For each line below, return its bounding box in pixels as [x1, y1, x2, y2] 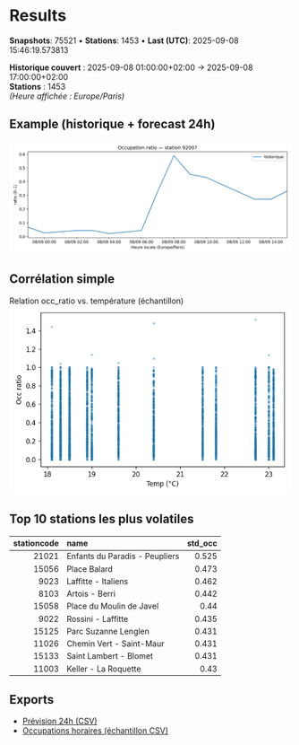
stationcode [13, 538, 60, 548]
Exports [9, 692, 55, 707]
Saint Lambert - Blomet [66, 651, 154, 662]
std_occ [186, 538, 218, 548]
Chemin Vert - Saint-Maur [66, 638, 165, 649]
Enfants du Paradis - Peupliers [66, 551, 180, 562]
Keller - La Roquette [66, 663, 141, 674]
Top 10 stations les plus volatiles [9, 512, 194, 527]
